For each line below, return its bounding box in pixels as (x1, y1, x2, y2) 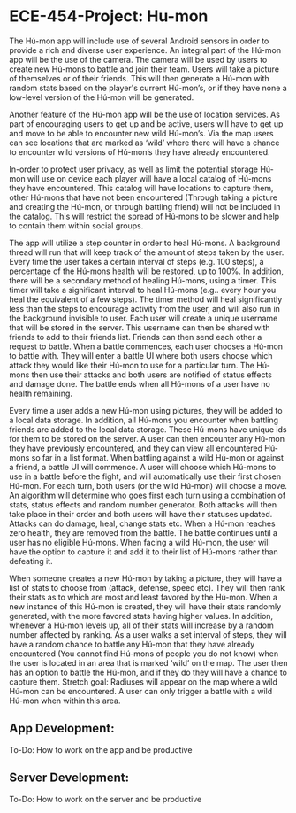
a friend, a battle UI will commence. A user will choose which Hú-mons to (9, 461, 277, 472)
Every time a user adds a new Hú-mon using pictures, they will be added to (9, 405, 283, 415)
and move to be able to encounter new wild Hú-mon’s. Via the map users (9, 128, 274, 138)
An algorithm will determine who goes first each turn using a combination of (9, 490, 286, 500)
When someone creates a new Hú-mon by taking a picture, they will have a (9, 573, 283, 584)
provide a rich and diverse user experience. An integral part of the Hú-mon (9, 44, 281, 55)
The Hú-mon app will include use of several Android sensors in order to (9, 35, 269, 46)
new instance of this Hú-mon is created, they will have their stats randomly (9, 600, 282, 612)
